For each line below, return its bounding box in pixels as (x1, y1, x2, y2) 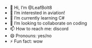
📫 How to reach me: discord (9, 26, 69, 31)
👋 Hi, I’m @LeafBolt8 (9, 5, 52, 10)
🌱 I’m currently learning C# (9, 15, 65, 21)
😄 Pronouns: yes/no (9, 33, 52, 39)
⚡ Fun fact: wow (9, 38, 43, 44)
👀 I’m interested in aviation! (9, 10, 65, 16)
